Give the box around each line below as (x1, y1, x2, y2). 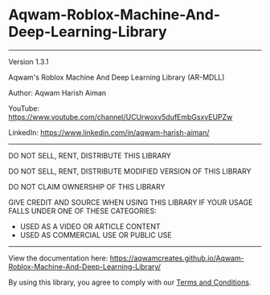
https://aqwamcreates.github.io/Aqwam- (109, 253, 245, 263)
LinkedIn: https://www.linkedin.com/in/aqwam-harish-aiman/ (8, 127, 211, 137)
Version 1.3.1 (8, 56, 49, 66)
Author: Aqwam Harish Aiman (8, 88, 107, 97)
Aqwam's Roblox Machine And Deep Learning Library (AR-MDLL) (8, 72, 225, 82)
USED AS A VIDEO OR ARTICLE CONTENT (19, 221, 161, 231)
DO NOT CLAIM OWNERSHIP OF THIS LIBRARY (8, 182, 166, 191)
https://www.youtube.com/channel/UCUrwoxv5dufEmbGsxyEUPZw (8, 112, 233, 121)
